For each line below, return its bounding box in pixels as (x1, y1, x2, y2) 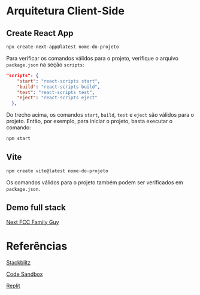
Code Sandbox (6, 270, 43, 278)
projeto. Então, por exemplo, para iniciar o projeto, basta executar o (6, 118, 173, 125)
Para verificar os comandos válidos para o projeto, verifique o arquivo (6, 54, 178, 62)
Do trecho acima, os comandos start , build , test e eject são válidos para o (6, 111, 195, 118)
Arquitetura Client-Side (6, 4, 125, 18)
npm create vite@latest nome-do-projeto (6, 168, 109, 174)
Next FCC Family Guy (6, 218, 59, 226)
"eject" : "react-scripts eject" (17, 95, 98, 101)
